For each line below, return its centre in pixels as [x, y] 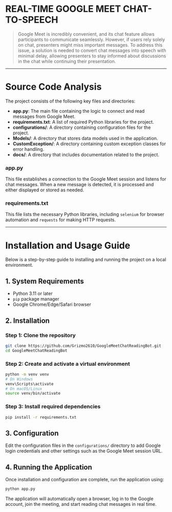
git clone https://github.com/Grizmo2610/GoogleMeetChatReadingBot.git [83, 346]
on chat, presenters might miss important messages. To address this [90, 45]
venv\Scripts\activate [29, 384]
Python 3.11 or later [33, 293]
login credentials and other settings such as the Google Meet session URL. [84, 451]
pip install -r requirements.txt [41, 417]
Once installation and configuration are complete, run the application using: [85, 480]
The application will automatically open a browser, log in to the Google [79, 499]
